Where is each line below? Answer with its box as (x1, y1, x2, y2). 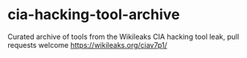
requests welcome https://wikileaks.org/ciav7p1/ (7, 40, 168, 49)
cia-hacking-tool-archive (7, 6, 180, 24)
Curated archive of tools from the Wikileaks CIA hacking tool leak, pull (7, 32, 240, 41)
